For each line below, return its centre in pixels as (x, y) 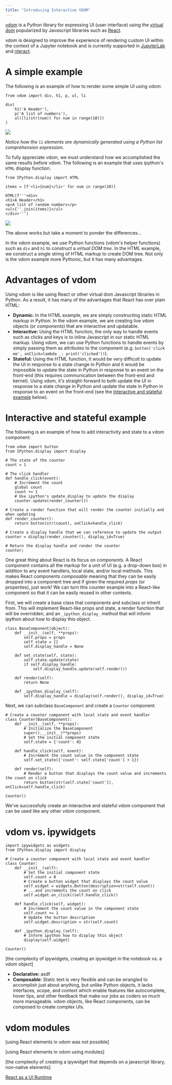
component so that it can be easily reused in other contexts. (69, 593)
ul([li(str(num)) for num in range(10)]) (59, 118)
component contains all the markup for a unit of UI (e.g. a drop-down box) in (86, 565)
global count (28, 487)
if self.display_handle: (50, 665)
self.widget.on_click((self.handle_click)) (71, 895)
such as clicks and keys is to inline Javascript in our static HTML (81, 337)
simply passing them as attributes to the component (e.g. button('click (89, 348)
